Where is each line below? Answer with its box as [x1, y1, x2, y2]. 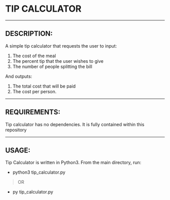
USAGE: [5, 146, 31, 154]
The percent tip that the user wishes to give [12, 58, 104, 64]
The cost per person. [12, 88, 57, 94]
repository [5, 127, 27, 133]
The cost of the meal [12, 53, 56, 59]
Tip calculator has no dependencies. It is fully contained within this [5, 121, 145, 127]
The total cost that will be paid [12, 83, 76, 89]
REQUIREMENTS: [5, 108, 61, 116]
